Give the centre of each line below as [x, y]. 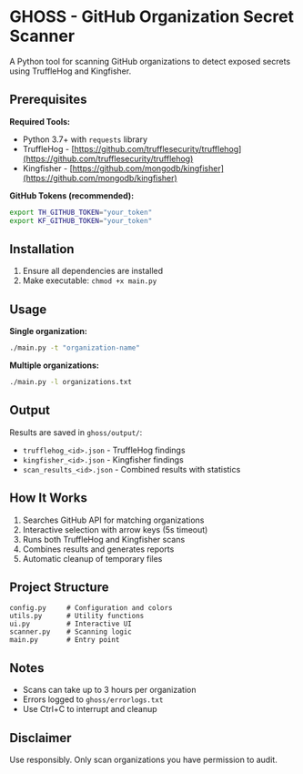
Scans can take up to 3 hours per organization [109, 690]
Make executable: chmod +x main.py [90, 280]
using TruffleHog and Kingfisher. [71, 71]
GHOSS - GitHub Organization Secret [151, 17]
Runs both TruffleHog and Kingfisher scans [104, 539]
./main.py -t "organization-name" [75, 348]
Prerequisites [48, 100]
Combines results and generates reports [98, 549]
